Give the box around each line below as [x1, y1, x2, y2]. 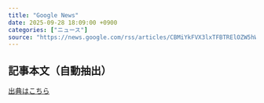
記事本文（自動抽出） [8, 64, 112, 77]
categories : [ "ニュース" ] [8, 26, 88, 34]
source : [8, 33, 34, 41]
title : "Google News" [8, 11, 79, 20]
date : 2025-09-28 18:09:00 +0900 [8, 19, 118, 27]
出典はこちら [8, 87, 49, 96]
